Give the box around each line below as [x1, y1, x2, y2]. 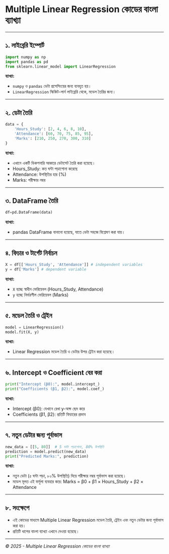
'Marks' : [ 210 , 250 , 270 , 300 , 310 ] [14, 136, 92, 141]
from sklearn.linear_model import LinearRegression [5, 64, 116, 69]
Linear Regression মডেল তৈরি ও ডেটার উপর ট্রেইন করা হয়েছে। [12, 349, 115, 355]
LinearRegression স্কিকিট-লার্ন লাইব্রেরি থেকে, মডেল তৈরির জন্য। [12, 89, 116, 95]
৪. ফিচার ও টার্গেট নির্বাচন [5, 249, 57, 257]
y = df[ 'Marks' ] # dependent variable [5, 266, 87, 272]
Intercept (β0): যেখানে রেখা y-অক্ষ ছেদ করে [12, 405, 85, 412]
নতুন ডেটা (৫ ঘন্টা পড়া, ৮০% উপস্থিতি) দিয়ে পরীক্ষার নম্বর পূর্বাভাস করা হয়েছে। [12, 473, 127, 479]
